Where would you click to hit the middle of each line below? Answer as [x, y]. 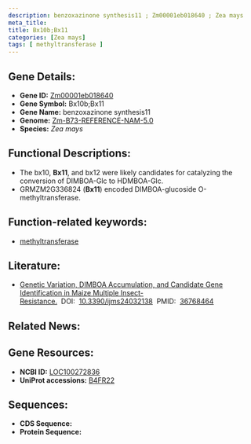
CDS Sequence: [46, 424]
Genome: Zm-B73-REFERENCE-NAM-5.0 [87, 120]
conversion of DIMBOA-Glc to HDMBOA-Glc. [91, 181]
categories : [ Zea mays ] [47, 37]
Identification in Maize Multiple [69, 293]
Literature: [35, 265]
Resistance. [38, 301]
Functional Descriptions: [69, 154]
